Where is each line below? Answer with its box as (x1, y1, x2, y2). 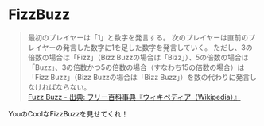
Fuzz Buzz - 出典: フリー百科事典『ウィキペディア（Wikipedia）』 (27, 92, 241, 101)
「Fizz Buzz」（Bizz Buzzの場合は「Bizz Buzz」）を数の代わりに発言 (27, 72, 250, 82)
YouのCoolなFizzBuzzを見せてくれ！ (8, 109, 129, 118)
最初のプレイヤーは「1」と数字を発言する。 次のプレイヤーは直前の (27, 32, 249, 42)
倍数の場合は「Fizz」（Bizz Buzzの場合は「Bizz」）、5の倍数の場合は (27, 52, 249, 62)
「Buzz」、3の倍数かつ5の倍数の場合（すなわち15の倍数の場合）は (27, 62, 245, 72)
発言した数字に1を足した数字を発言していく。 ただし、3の (62, 42, 253, 52)
